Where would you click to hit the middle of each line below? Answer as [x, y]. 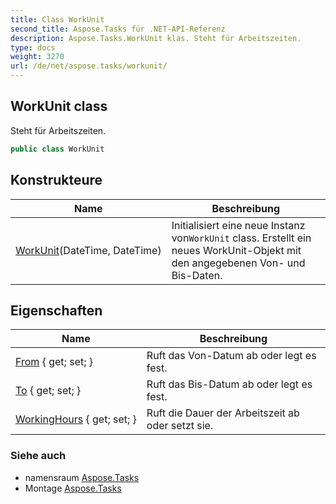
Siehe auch [38, 456]
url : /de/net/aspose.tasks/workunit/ [89, 66]
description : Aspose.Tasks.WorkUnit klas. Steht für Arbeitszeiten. [156, 38]
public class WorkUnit [57, 149]
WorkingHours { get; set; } [76, 419]
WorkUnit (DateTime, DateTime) [88, 250]
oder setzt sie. [180, 426]
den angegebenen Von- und [238, 263]
